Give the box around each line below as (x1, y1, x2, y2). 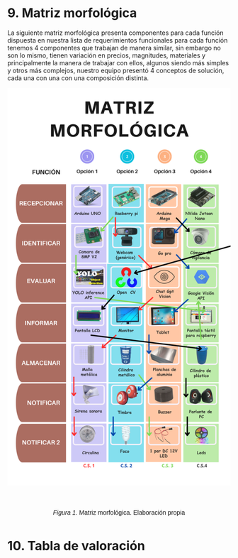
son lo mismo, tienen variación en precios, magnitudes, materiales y (7, 51, 206, 60)
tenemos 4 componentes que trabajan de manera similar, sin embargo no (7, 43, 221, 52)
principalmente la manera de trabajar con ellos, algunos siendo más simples (7, 58, 229, 67)
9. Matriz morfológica (7, 5, 137, 21)
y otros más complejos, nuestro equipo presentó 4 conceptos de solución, (7, 66, 225, 75)
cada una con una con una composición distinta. (7, 73, 149, 82)
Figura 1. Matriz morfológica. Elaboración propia (52, 508, 186, 516)
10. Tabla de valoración (7, 537, 145, 554)
